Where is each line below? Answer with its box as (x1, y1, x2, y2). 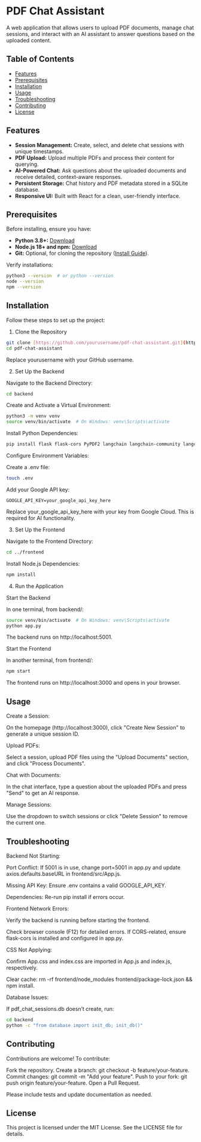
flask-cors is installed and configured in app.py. (6, 934, 124, 941)
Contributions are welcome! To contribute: (6, 1055, 111, 1062)
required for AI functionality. (6, 514, 76, 521)
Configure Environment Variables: (6, 452, 90, 459)
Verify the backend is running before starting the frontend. (6, 916, 151, 924)
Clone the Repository (14, 328, 68, 335)
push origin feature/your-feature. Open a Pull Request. (6, 1079, 141, 1086)
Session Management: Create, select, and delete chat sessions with (14, 141, 184, 148)
